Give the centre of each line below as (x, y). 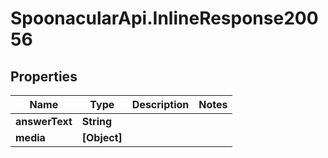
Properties (44, 76)
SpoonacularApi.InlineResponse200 (164, 18)
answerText (44, 121)
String (97, 121)
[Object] (102, 137)
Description (160, 104)
